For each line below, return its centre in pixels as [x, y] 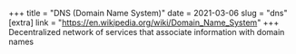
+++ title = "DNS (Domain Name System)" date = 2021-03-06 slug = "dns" [148, 13]
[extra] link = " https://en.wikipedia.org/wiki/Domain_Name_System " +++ [144, 22]
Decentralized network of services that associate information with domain [147, 32]
